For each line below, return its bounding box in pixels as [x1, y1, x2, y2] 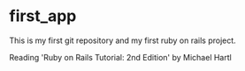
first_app [9, 6, 77, 26]
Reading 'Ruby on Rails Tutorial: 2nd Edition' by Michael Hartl [9, 52, 232, 62]
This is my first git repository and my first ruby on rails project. [9, 35, 236, 46]
